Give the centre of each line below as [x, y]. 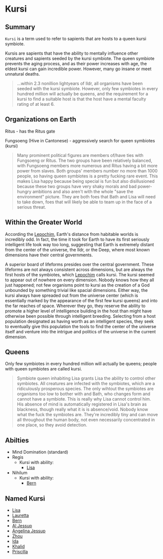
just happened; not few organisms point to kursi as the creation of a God [77, 285]
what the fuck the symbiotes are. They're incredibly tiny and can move [87, 415]
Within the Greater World [44, 222]
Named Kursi [25, 498]
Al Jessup [22, 526]
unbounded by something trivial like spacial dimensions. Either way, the [76, 290]
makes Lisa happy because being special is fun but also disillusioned [86, 181]
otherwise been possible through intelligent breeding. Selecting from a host [81, 316]
